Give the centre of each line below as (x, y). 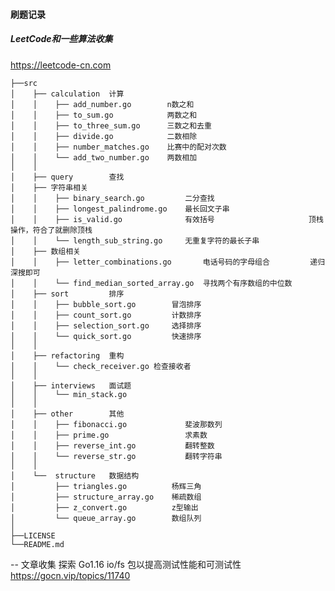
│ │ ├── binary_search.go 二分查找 (112, 198)
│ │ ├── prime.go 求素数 (109, 435)
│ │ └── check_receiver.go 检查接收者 (101, 366)
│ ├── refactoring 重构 (67, 355)
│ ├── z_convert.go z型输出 (104, 507)
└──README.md (37, 544)
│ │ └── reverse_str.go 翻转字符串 (116, 456)
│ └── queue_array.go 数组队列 (106, 518)
